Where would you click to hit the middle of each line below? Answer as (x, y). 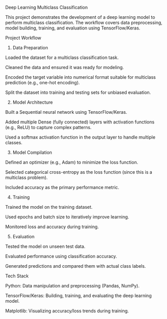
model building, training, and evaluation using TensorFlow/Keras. (73, 28)
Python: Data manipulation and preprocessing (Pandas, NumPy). (72, 286)
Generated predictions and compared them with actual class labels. (76, 266)
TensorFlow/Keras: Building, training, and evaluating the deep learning (78, 296)
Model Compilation (32, 152)
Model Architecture (33, 102)
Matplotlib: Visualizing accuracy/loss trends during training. (67, 311)
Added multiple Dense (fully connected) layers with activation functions (80, 122)
